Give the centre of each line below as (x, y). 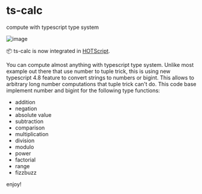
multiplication (32, 134)
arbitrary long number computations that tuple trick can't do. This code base (101, 84)
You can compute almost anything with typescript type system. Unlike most (100, 64)
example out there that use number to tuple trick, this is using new (88, 71)
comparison (30, 128)
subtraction (29, 121)
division (25, 140)
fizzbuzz (26, 172)
